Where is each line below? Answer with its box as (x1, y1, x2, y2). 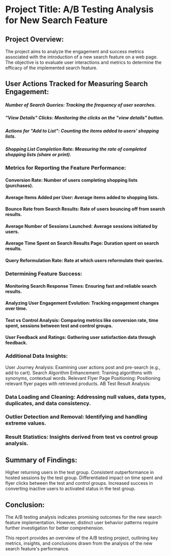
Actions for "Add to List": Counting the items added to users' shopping (5, 127, 159, 134)
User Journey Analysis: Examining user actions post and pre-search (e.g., (5, 364, 161, 370)
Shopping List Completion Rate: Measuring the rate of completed (5, 146, 146, 152)
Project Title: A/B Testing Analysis (5, 4, 154, 15)
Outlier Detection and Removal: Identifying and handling (5, 413, 148, 420)
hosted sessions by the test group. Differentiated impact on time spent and (5, 475, 163, 481)
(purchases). (5, 183, 34, 189)
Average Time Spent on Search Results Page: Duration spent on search (5, 240, 159, 246)
